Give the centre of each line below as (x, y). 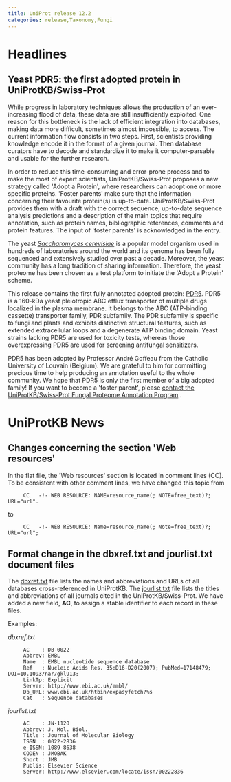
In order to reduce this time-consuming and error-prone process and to (109, 171)
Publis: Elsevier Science (60, 766)
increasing (23, 114)
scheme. (20, 280)
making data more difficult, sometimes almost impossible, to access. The (111, 129)
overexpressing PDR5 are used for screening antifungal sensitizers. (103, 345)
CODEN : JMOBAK (45, 754)
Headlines (37, 54)
